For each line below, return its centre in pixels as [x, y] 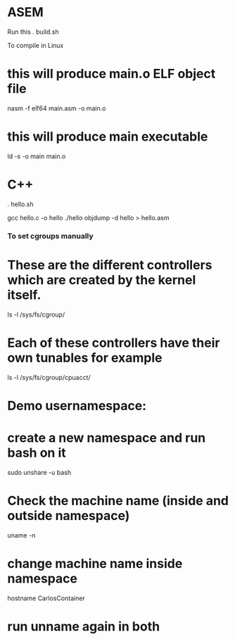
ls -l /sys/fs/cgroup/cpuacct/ [49, 377]
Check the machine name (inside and [118, 501]
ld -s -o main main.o [37, 156]
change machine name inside [95, 563]
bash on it [37, 453]
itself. [24, 294]
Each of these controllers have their [114, 343]
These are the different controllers [110, 265]
